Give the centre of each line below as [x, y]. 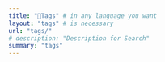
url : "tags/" [30, 31]
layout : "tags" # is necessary [61, 23]
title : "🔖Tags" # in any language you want [83, 16]
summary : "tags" [36, 46]
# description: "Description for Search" [79, 38]
